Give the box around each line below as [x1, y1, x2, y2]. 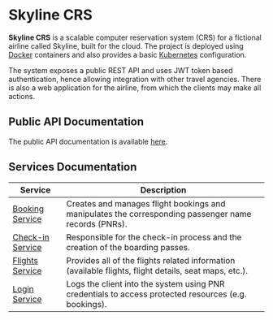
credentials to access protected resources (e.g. [66, 288, 247, 300]
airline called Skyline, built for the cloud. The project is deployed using [8, 41, 244, 50]
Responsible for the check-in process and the [66, 231, 242, 243]
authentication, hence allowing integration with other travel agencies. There [8, 74, 262, 84]
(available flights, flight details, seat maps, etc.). [66, 265, 249, 276]
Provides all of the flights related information [66, 254, 236, 266]
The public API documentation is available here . [8, 136, 168, 146]
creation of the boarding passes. [66, 241, 191, 253]
